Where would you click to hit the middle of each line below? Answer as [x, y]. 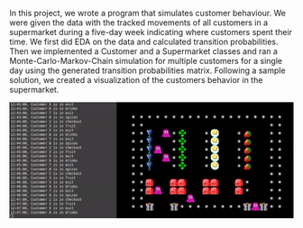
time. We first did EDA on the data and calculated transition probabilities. [144, 41]
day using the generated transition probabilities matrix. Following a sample [147, 70]
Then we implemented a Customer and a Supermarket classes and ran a [143, 51]
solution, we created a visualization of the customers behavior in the [136, 80]
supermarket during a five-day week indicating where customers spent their [151, 32]
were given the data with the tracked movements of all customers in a [139, 23]
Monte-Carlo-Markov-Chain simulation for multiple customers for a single [146, 61]
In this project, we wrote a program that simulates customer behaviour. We [148, 13]
